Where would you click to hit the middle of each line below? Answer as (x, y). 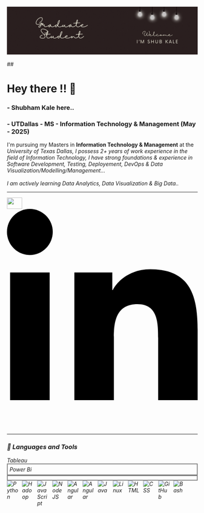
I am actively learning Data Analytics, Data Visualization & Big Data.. (93, 183)
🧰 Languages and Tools (42, 447)
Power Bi (21, 469)
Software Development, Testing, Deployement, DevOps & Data (85, 164)
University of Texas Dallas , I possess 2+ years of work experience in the (97, 151)
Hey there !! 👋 (41, 89)
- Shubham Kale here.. (41, 108)
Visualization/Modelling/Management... (56, 171)
